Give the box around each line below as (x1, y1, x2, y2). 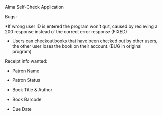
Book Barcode (12, 96, 42, 102)
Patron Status (12, 77, 41, 83)
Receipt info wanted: (5, 58, 48, 64)
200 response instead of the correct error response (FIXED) (5, 29, 127, 34)
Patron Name (12, 68, 40, 74)
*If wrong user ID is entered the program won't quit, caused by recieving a (5, 23, 158, 29)
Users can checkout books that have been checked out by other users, (12, 38, 158, 44)
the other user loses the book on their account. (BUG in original (12, 43, 142, 49)
